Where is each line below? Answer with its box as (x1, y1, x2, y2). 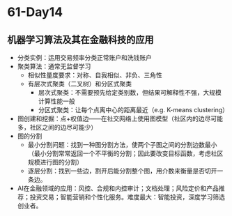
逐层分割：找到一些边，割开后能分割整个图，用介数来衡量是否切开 (27, 167, 217, 175)
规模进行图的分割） (27, 158, 84, 166)
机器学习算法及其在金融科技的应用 (7, 33, 154, 45)
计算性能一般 (38, 97, 75, 105)
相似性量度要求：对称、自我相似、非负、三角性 (27, 71, 162, 79)
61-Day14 (7, 4, 63, 20)
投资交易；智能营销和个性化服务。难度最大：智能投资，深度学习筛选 (29, 193, 225, 201)
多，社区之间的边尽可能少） (17, 123, 98, 131)
